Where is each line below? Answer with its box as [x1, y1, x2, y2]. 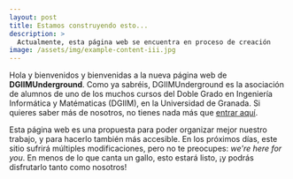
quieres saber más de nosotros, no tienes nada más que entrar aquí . [9, 108, 258, 118]
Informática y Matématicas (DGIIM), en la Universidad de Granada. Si [9, 98, 261, 108]
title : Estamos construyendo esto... [9, 21, 149, 30]
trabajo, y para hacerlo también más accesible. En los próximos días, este [9, 134, 278, 145]
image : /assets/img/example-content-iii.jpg [9, 46, 176, 55]
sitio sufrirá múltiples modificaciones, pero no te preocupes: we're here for [9, 143, 282, 154]
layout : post [9, 12, 58, 22]
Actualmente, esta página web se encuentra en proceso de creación [17, 37, 272, 47]
